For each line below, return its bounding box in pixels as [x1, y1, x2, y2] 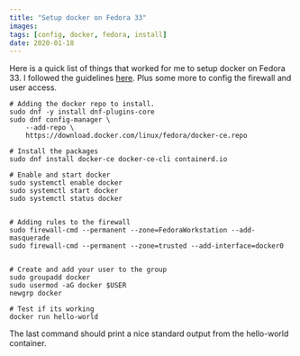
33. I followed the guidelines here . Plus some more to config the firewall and [9, 73, 292, 84]
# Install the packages [9, 147, 99, 156]
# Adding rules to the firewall [9, 218, 131, 227]
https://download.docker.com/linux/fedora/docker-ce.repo [25, 132, 248, 141]
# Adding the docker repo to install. [9, 100, 155, 109]
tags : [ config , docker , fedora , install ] [9, 30, 168, 39]
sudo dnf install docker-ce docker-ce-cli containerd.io [9, 155, 228, 164]
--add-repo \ [25, 123, 75, 132]
